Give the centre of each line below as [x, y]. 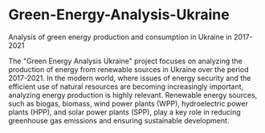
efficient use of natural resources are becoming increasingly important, [126, 87]
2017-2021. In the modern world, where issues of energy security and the [130, 78]
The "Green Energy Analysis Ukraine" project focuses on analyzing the [126, 61]
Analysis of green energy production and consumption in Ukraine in [120, 37]
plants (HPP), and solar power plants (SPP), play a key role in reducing [124, 112]
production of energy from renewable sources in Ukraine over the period [128, 69]
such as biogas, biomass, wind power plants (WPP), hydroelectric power [128, 103]
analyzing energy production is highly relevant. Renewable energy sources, [133, 95]
